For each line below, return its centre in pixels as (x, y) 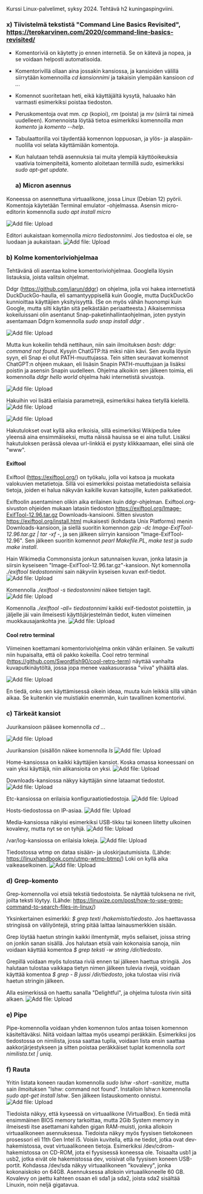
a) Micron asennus (43, 186)
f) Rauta (18, 1069)
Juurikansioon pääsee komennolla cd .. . (56, 727)
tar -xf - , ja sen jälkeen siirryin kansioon (90, 534)
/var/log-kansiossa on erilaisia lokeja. (53, 840)
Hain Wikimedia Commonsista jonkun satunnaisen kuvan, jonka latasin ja (97, 559)
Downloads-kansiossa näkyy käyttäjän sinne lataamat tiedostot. (86, 780)
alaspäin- (181, 138)
